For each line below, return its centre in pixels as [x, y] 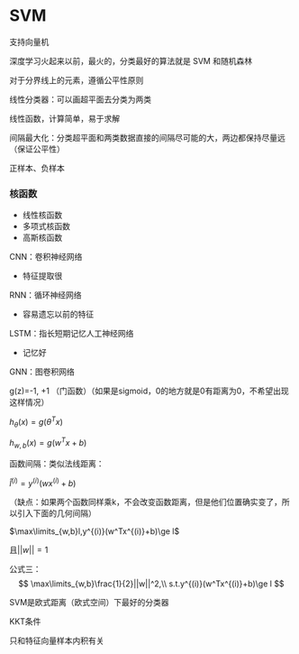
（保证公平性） [37, 149]
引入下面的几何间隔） [56, 513]
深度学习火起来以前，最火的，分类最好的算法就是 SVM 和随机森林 [131, 60]
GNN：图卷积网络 [42, 372]
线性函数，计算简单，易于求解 [64, 118]
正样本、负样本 [37, 168]
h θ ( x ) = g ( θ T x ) [36, 422]
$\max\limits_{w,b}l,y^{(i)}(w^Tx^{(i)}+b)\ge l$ [95, 531]
